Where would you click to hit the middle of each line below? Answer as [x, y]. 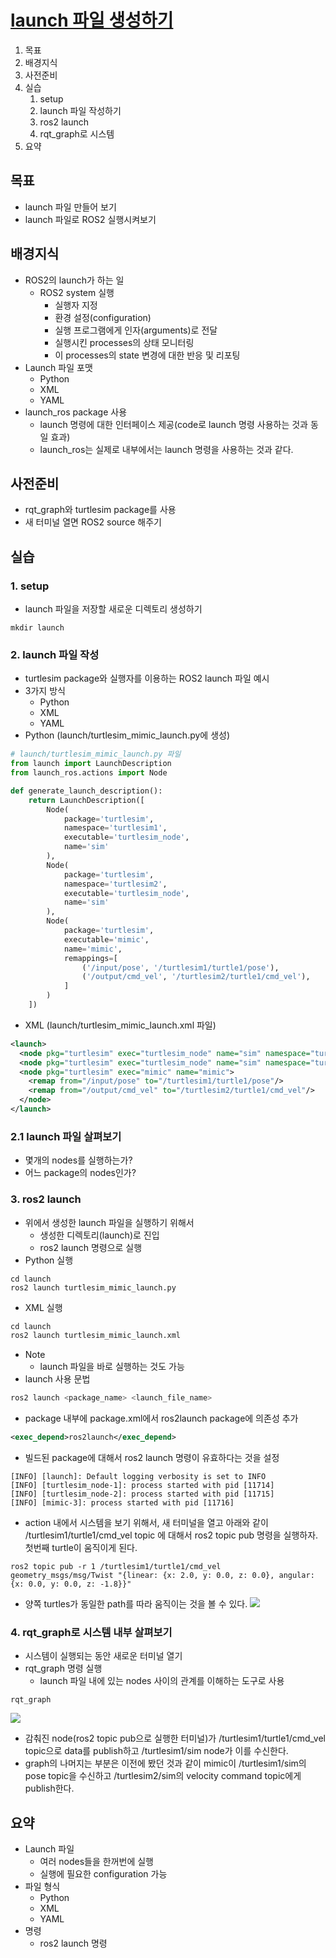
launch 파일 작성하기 [80, 110]
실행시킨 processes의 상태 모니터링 [124, 342]
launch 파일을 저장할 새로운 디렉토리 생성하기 [113, 609]
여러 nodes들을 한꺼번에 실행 [96, 1862]
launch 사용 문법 [57, 1379]
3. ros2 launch [46, 1199]
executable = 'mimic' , [106, 939]
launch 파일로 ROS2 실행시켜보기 [90, 219]
